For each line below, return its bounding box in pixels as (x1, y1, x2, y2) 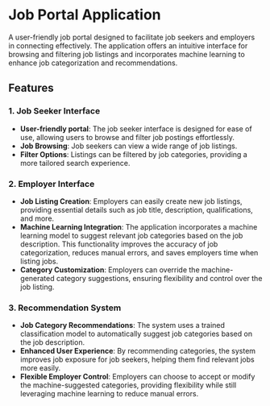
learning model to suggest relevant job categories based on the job (19, 230, 243, 240)
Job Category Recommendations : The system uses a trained (19, 321, 226, 330)
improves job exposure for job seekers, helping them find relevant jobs (19, 354, 255, 364)
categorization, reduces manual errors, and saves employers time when (19, 247, 259, 257)
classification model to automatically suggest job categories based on (19, 329, 252, 339)
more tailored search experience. (19, 158, 131, 168)
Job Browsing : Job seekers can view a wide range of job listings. (19, 141, 238, 151)
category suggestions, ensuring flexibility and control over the (56, 273, 263, 283)
